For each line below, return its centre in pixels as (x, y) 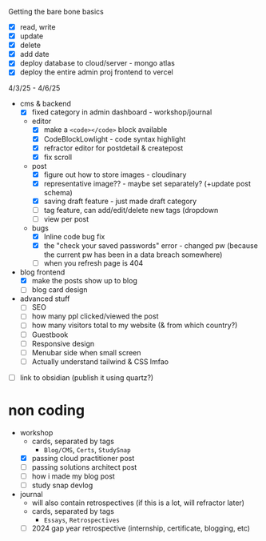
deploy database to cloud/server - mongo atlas (97, 63)
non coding (47, 411)
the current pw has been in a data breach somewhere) (133, 254)
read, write (38, 27)
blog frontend (42, 272)
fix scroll (58, 157)
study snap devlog (62, 485)
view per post (66, 218)
